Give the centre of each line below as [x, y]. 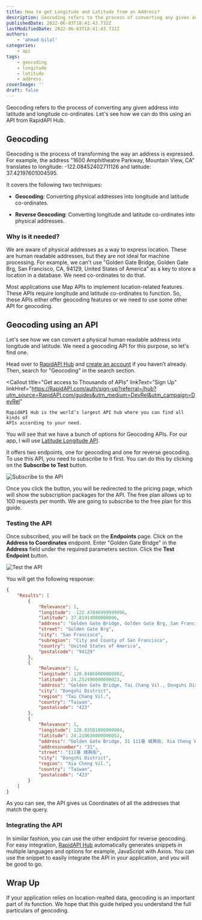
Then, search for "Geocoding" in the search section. [71, 370]
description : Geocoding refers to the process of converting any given [98, 17]
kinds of [17, 417]
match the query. [27, 810]
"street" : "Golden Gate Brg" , [76, 629]
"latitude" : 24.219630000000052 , [80, 736]
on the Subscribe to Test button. [47, 465]
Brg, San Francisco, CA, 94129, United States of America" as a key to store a [101, 268]
